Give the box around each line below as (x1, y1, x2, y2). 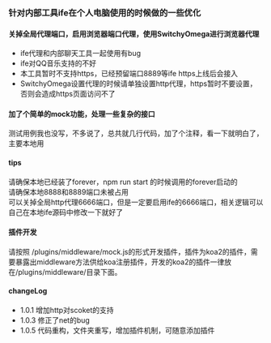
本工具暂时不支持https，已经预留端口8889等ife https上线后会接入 (19, 69, 239, 79)
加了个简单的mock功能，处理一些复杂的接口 (8, 109, 155, 118)
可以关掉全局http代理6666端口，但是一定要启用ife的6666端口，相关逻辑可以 (8, 197, 264, 207)
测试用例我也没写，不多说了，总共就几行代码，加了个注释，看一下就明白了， (8, 128, 264, 139)
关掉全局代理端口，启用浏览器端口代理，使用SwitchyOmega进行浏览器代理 (8, 28, 260, 38)
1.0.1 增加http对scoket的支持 (19, 305, 115, 315)
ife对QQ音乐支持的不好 (19, 58, 97, 68)
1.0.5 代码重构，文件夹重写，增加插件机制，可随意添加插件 (19, 325, 215, 335)
